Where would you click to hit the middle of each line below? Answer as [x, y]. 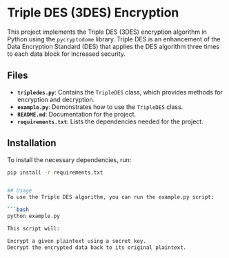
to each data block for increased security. [67, 54]
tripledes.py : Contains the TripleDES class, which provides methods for [120, 92]
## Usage [20, 191]
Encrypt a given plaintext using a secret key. [77, 241]
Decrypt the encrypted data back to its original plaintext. [97, 247]
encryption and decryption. [56, 99]
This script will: [33, 228]
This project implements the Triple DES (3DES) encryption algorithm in [107, 32]
